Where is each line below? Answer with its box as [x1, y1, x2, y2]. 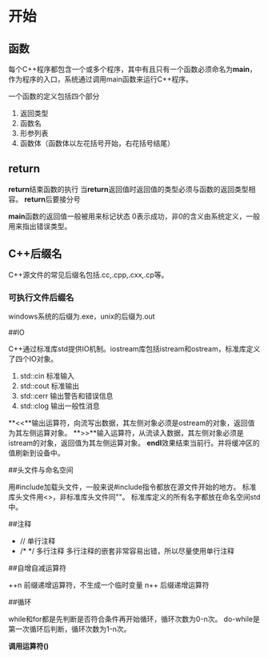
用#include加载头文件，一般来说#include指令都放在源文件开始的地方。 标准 [8, 482, 257, 491]
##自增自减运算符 [8, 563, 66, 572]
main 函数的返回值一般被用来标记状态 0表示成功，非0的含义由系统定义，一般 [8, 211, 261, 221]
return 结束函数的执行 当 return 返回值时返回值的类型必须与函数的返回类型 [8, 184, 250, 194]
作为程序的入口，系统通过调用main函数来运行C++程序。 [8, 74, 194, 84]
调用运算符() [8, 641, 50, 651]
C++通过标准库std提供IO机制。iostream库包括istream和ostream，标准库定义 [8, 343, 261, 353]
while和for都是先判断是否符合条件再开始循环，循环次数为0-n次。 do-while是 [8, 614, 260, 624]
